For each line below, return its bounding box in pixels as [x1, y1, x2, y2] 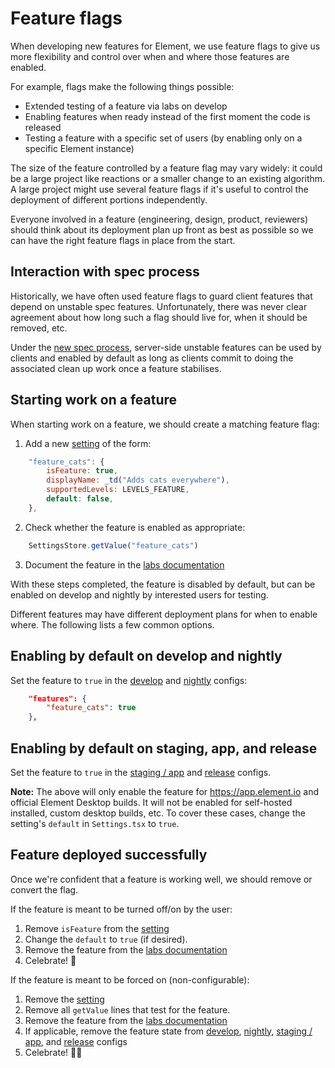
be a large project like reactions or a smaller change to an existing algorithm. [10, 172, 326, 184]
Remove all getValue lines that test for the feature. [24, 1003, 231, 1016]
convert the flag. [10, 883, 79, 896]
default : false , [46, 494, 114, 504]
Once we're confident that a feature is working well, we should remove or [10, 873, 313, 885]
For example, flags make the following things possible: [10, 80, 235, 92]
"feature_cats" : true [46, 703, 137, 713]
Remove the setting [24, 993, 105, 1005]
